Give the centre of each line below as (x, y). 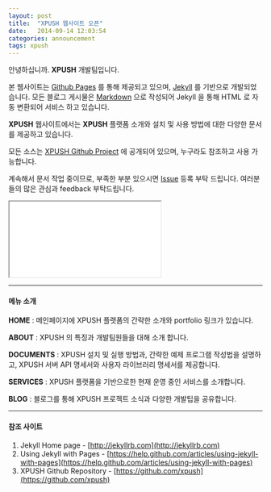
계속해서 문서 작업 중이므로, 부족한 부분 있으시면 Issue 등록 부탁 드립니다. (123, 179)
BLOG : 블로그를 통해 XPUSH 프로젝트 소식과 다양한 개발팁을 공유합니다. (122, 399)
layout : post (30, 16)
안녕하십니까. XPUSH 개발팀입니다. (64, 70)
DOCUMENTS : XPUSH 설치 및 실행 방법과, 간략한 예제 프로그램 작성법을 (124, 355)
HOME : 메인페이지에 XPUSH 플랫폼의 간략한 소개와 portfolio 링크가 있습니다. (131, 320)
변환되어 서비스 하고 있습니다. (63, 107)
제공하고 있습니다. (45, 135)
